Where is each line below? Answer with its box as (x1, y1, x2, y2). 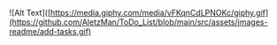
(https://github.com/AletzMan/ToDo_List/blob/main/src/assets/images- (9, 17, 268, 27)
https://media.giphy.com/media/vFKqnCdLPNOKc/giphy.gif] (50, 8, 269, 18)
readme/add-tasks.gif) (9, 26, 91, 36)
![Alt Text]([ (9, 8, 51, 18)
